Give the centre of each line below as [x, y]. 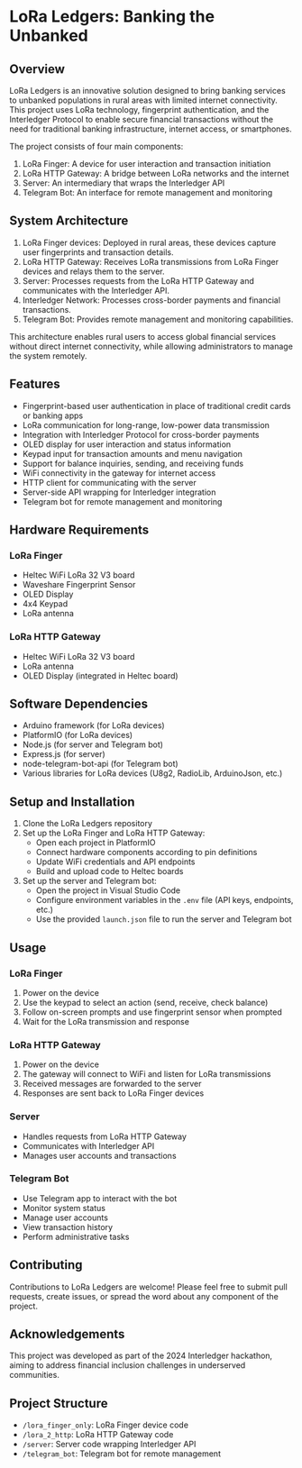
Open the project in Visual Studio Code [108, 890]
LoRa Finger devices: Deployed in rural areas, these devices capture [149, 242]
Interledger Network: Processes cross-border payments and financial [151, 300]
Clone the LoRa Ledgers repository [87, 824]
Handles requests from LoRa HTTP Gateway [105, 1136]
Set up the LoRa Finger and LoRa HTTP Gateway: [114, 833]
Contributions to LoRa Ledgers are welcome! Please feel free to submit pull [149, 1287]
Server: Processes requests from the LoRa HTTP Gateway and [138, 280]
